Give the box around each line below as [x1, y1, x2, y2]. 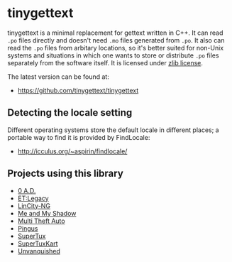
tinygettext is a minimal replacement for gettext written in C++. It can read [7, 28, 223, 37]
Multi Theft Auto [17, 217, 65, 225]
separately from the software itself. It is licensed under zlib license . [7, 58, 204, 67]
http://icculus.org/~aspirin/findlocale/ [17, 147, 128, 155]
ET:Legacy [17, 194, 49, 202]
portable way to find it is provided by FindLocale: [7, 133, 150, 141]
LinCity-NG [17, 201, 51, 210]
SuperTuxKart [17, 239, 58, 248]
